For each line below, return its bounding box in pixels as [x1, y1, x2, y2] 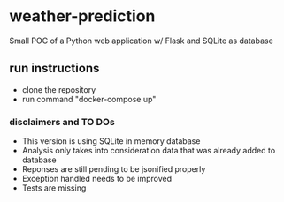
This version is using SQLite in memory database [21, 136, 201, 146]
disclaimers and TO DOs [9, 116, 115, 128]
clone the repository [21, 84, 96, 94]
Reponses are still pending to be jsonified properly [21, 164, 206, 175]
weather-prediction [9, 6, 156, 26]
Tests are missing [21, 183, 87, 193]
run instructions [9, 61, 100, 76]
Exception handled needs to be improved [21, 174, 173, 184]
